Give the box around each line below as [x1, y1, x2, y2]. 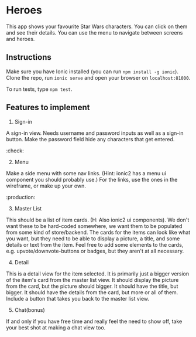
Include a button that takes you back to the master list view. [6, 295, 150, 302]
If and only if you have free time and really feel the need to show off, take [6, 318, 183, 325]
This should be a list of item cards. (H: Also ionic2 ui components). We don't [6, 216, 190, 223]
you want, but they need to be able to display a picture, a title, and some [6, 235, 180, 242]
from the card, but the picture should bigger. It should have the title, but [6, 282, 178, 290]
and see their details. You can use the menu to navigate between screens [6, 29, 183, 36]
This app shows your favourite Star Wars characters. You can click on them [6, 23, 188, 30]
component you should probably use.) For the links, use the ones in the [6, 176, 178, 183]
